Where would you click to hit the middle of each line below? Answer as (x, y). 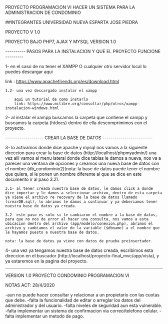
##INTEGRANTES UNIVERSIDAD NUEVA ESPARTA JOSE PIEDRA (72, 22)
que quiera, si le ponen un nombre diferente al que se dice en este (73, 174)
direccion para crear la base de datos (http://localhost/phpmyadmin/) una (81, 153)
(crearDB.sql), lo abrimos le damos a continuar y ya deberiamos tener (81, 202)
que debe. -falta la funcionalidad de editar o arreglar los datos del (73, 300)
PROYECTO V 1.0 (23, 32)
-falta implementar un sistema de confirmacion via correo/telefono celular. (82, 311)
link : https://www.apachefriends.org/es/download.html (62, 81)
